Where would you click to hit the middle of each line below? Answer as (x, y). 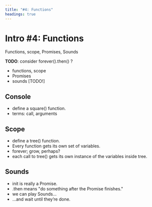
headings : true (20, 14)
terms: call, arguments (35, 114)
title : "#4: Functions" (29, 10)
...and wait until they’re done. (41, 199)
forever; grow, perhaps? (36, 151)
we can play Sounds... (34, 194)
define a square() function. (39, 109)
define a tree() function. (36, 141)
